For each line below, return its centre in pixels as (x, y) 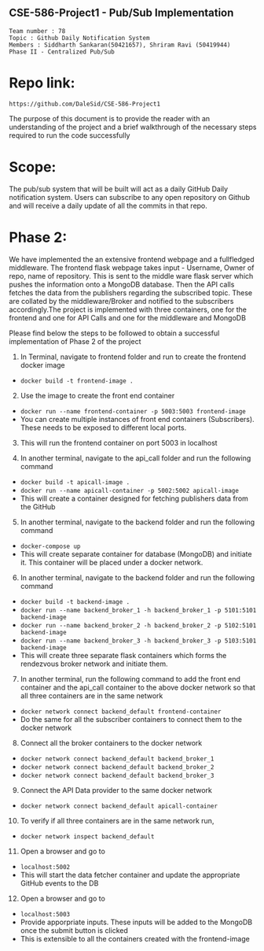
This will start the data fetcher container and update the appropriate (130, 875)
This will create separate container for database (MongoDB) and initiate (136, 553)
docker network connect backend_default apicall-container (119, 806)
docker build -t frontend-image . (77, 381)
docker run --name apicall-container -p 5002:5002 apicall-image (129, 490)
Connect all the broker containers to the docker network (111, 742)
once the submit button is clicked (74, 930)
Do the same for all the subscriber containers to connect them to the (131, 719)
